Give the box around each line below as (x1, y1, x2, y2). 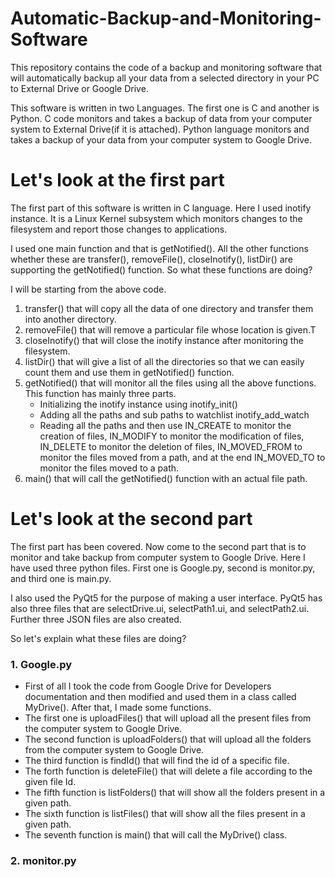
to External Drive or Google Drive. (10, 82, 149, 94)
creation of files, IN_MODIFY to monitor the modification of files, (39, 430, 305, 442)
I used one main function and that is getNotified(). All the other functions (10, 242, 309, 254)
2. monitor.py (10, 854, 77, 868)
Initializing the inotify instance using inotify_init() (39, 398, 238, 410)
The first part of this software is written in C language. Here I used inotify (10, 202, 312, 214)
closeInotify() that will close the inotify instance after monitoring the (24, 334, 304, 346)
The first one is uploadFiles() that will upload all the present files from (24, 712, 312, 724)
